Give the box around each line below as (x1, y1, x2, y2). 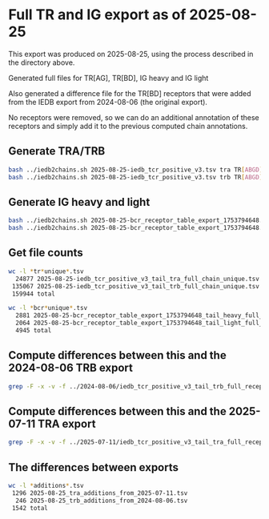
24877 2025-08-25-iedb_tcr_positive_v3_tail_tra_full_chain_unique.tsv (15, 275, 260, 283)
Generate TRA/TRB (8, 144, 106, 158)
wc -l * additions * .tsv (8, 482, 84, 490)
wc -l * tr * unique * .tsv (8, 267, 84, 276)
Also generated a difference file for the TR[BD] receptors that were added (8, 88, 251, 98)
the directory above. (8, 58, 75, 67)
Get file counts (8, 246, 84, 259)
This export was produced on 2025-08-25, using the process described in (8, 49, 254, 58)
